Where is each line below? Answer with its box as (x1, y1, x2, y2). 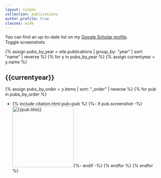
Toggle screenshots (5, 40, 45, 45)
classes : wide (5, 20, 34, 26)
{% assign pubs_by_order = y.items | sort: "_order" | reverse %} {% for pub (5, 86, 157, 92)
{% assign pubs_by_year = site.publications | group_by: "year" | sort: (5, 49, 143, 55)
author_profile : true (5, 16, 49, 21)
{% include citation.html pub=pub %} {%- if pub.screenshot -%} (12, 101, 142, 107)
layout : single (5, 7, 36, 12)
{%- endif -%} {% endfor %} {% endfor (73, 163, 153, 169)
